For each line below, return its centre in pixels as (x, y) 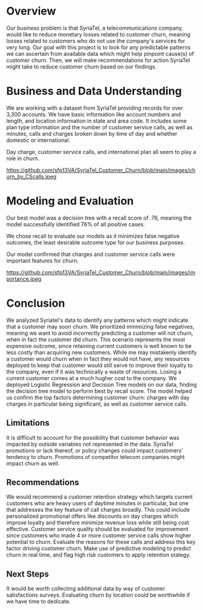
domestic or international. (38, 140)
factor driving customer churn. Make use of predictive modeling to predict (99, 548)
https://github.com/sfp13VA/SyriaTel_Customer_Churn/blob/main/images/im (101, 272)
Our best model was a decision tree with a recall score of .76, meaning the (99, 218)
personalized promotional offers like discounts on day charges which (92, 516)
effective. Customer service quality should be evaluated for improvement (98, 529)
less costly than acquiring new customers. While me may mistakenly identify (101, 352)
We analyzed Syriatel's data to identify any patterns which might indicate (97, 320)
